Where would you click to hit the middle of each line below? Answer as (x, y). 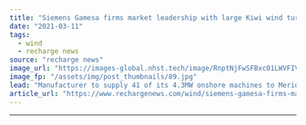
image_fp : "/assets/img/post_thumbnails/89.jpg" (103, 77)
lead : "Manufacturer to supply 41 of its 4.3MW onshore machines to (142, 85)
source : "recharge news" (56, 60)
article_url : (34, 93)
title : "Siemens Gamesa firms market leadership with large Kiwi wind (146, 18)
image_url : (30, 69)
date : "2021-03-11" (46, 26)
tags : (20, 34)
